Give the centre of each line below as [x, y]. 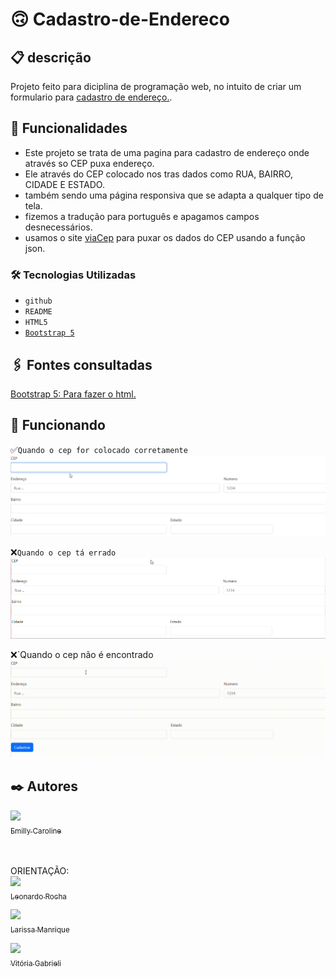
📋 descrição [51, 57]
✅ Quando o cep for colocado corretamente [99, 449]
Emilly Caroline [36, 831]
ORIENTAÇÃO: [40, 870]
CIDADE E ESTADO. [64, 184]
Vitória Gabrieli [36, 963]
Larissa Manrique [40, 930]
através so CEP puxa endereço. [89, 163]
